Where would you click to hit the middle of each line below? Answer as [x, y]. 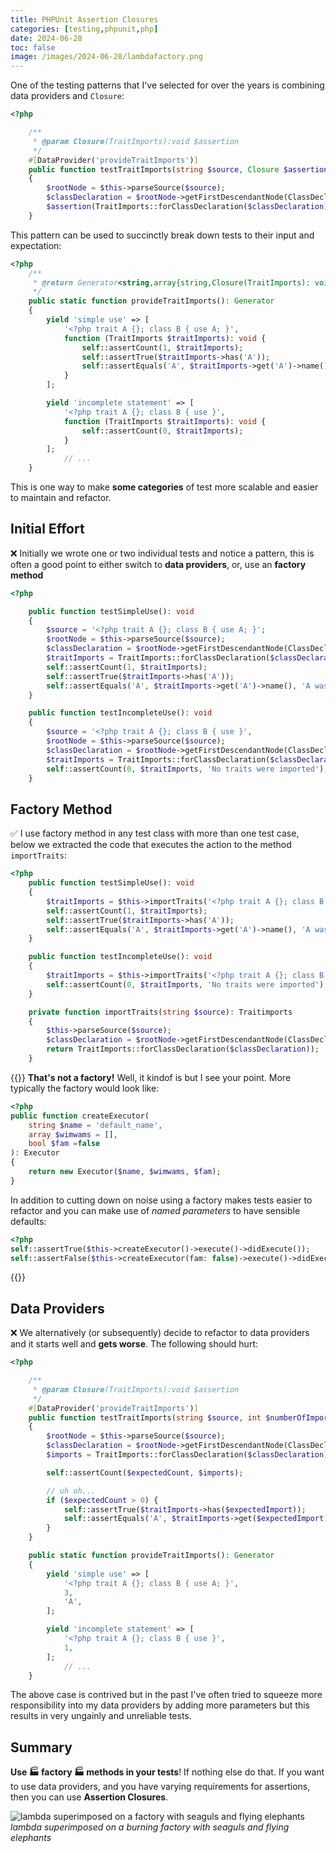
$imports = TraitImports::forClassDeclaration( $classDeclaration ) [187, 1455]
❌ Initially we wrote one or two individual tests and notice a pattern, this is [162, 553]
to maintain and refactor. [61, 497]
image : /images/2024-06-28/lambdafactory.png [106, 57]
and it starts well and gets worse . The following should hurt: [134, 1344]
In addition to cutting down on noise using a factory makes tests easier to [161, 1200]
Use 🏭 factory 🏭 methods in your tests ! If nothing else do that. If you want [167, 1772]
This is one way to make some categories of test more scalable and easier [164, 487]
